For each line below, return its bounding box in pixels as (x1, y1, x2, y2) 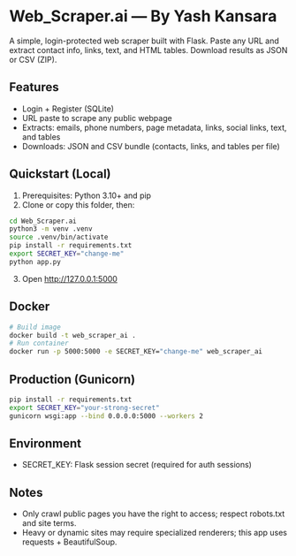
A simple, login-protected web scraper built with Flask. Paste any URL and (9, 35, 280, 46)
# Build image (9, 323, 62, 331)
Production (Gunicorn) (9, 371, 135, 386)
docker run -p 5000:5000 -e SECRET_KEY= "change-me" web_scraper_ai (9, 347, 263, 356)
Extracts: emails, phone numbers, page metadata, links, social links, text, (21, 122, 287, 133)
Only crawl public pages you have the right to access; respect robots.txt (21, 508, 285, 519)
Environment (9, 436, 82, 451)
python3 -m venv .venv (9, 225, 93, 233)
